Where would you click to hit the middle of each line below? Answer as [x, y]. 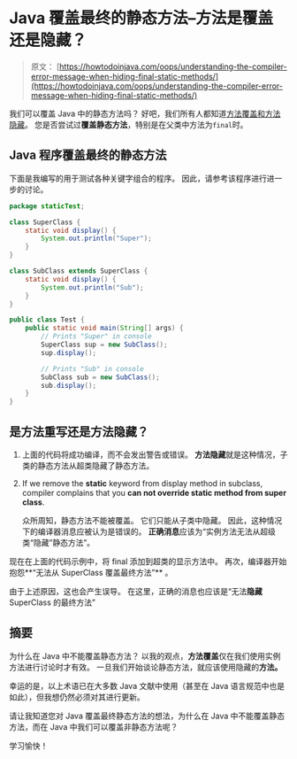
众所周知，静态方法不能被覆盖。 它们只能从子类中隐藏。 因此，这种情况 [152, 520]
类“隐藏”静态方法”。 [58, 542]
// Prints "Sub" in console [92, 368]
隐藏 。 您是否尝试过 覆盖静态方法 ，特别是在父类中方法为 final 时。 [129, 124]
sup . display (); [69, 352]
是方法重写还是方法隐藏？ [79, 432]
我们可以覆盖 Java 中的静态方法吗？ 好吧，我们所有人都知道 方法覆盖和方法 [145, 113]
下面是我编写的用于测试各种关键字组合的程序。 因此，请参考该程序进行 [138, 178]
